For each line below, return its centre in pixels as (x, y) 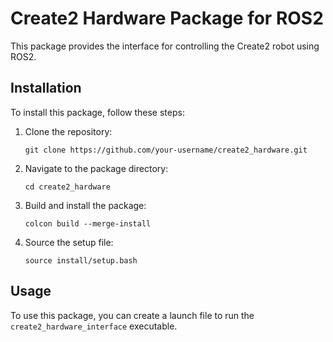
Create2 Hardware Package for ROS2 (167, 18)
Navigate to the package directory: (96, 168)
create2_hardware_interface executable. (94, 326)
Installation (46, 88)
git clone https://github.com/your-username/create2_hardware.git (166, 150)
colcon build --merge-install (88, 223)
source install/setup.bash (81, 260)
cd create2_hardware (67, 187)
